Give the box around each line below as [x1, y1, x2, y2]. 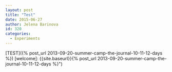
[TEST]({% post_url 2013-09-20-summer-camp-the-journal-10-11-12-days [5, 50, 163, 56]
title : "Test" [5, 12, 36, 17]
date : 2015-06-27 [5, 17, 43, 22]
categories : [5, 31, 31, 36]
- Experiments [10, 36, 40, 41]
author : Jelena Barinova [5, 21, 59, 27]
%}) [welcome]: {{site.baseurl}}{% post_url [5, 55, 97, 61]
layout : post [5, 7, 33, 13]
